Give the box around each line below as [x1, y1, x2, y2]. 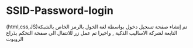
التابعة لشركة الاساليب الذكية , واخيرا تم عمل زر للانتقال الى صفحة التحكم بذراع [6, 29, 177, 36]
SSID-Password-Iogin [6, 4, 114, 17]
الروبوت [6, 35, 23, 42]
